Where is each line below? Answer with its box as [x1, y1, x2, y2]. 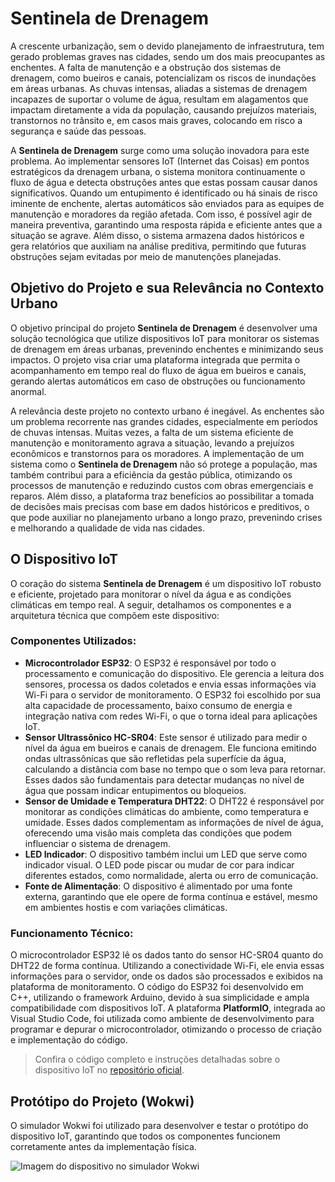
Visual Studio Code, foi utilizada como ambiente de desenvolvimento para [10, 1013, 315, 1025]
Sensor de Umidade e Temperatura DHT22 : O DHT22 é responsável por [24, 795, 325, 807]
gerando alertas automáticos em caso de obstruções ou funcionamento [10, 375, 306, 387]
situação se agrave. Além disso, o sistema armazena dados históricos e [10, 229, 305, 241]
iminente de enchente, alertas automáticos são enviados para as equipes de [10, 197, 325, 209]
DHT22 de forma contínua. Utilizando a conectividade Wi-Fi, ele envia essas [10, 960, 325, 972]
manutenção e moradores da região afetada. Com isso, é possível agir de [10, 208, 313, 220]
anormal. [10, 385, 47, 397]
